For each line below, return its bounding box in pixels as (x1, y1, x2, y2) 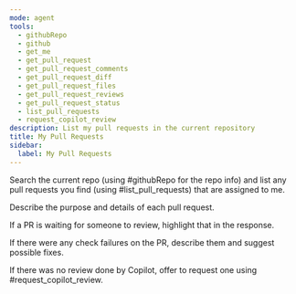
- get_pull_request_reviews (17, 89, 125, 99)
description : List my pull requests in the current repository (9, 124, 256, 133)
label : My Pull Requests (17, 149, 112, 158)
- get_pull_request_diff (17, 73, 112, 82)
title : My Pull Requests (9, 132, 104, 142)
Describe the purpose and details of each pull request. (9, 202, 215, 213)
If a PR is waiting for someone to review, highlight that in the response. (9, 219, 275, 230)
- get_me (17, 47, 51, 57)
